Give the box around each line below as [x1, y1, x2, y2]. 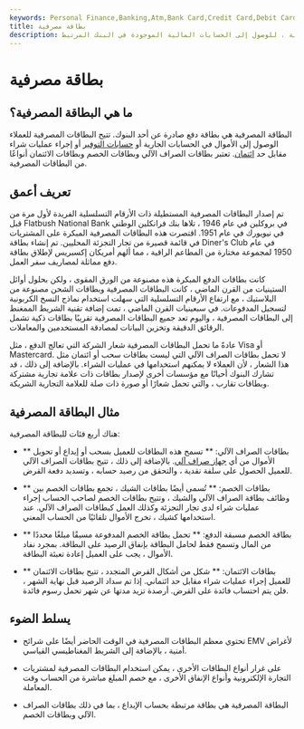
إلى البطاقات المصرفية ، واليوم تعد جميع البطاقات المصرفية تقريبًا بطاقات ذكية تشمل [9, 312, 294, 323]
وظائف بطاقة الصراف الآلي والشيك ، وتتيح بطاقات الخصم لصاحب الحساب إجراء [22, 493, 290, 503]
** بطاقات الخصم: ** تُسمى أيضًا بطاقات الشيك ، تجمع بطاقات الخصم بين [22, 483, 271, 494]
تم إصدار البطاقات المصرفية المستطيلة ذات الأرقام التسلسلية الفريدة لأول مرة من [9, 208, 285, 219]
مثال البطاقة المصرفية [9, 404, 120, 419]
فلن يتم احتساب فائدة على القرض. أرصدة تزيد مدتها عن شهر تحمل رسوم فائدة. [22, 585, 290, 596]
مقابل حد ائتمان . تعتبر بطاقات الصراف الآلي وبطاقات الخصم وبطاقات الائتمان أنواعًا [9, 149, 288, 159]
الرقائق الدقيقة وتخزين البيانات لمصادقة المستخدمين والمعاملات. [9, 322, 224, 333]
